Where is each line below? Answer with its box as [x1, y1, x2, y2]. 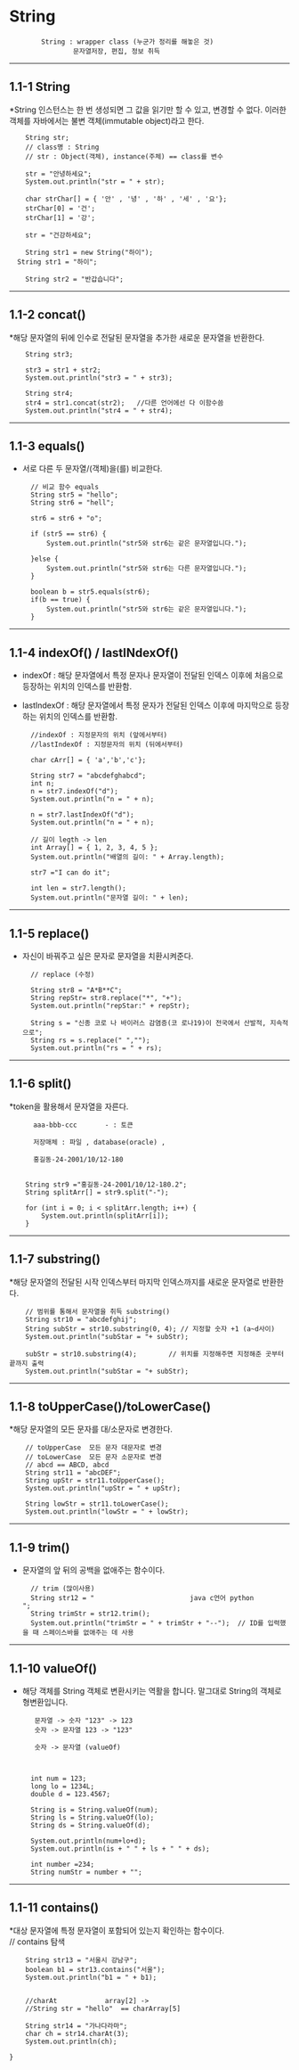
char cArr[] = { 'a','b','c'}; [30, 756, 147, 765]
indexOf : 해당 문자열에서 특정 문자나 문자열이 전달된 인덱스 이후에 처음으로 [21, 670, 284, 681]
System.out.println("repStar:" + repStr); [30, 1001, 190, 1010]
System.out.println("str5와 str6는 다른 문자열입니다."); [45, 564, 247, 573]
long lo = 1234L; [30, 1782, 95, 1791]
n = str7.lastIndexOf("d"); [30, 810, 135, 819]
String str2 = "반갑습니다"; [25, 275, 125, 283]
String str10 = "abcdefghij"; [25, 1315, 138, 1324]
